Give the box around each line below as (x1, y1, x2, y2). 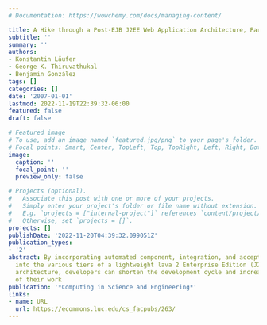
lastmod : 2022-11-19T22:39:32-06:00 (8, 100, 130, 108)
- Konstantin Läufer (8, 55, 77, 63)
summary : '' (8, 40, 48, 48)
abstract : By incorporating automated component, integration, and (8, 254, 237, 262)
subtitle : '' (8, 33, 52, 41)
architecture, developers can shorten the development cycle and (15, 268, 237, 276)
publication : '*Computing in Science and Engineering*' (8, 283, 197, 291)
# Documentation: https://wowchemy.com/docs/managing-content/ (8, 11, 222, 20)
